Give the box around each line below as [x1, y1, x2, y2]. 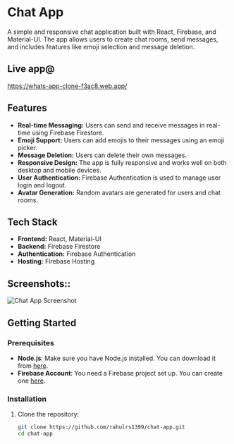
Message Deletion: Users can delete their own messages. [17, 151, 187, 159]
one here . [17, 376, 46, 385]
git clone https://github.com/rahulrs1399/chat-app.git [17, 424, 185, 431]
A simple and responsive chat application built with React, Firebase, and [7, 27, 216, 36]
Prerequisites [7, 338, 54, 347]
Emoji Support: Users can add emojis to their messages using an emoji [17, 135, 225, 144]
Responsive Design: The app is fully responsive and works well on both [17, 158, 227, 166]
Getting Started [7, 316, 77, 328]
